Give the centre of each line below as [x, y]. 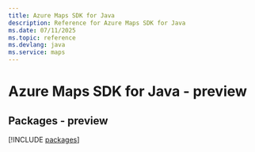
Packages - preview [58, 121]
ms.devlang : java [37, 45]
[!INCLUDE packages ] [44, 140]
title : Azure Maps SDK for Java [61, 15]
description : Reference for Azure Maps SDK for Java [97, 23]
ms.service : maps [37, 52]
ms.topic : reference [42, 38]
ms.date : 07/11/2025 [42, 30]
